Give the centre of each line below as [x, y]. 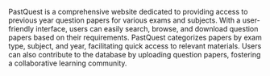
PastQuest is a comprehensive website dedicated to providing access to [128, 12]
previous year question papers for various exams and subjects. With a [125, 20]
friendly [21, 29]
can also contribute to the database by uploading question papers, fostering [135, 55]
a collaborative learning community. [68, 63]
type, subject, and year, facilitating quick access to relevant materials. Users [135, 46]
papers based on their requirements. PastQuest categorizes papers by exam [135, 37]
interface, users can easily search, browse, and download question [147, 29]
